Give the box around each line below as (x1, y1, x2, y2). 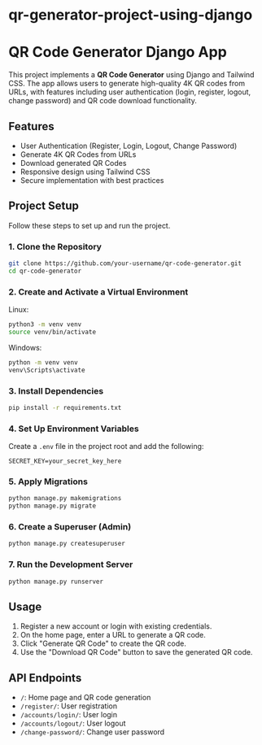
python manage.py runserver (8, 577, 104, 586)
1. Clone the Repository (8, 241, 102, 252)
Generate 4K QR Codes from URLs (20, 149, 137, 159)
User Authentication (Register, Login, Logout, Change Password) (20, 141, 238, 150)
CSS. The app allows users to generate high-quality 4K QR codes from (8, 79, 246, 89)
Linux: (8, 305, 29, 315)
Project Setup (8, 199, 80, 213)
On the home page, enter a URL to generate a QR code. (20, 630, 206, 640)
